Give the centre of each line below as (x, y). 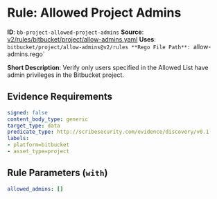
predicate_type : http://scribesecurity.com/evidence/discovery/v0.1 (108, 132)
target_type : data (34, 126)
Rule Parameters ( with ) (58, 173)
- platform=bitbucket (38, 145)
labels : (18, 139)
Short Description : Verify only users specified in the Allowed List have (108, 67)
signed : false (28, 112)
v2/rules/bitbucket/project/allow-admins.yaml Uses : (81, 39)
